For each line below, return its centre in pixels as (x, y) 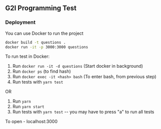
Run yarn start (28, 107)
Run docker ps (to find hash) (41, 71)
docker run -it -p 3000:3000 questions (47, 47)
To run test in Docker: (27, 56)
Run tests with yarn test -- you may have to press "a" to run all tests (83, 112)
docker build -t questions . (35, 42)
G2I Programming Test (41, 8)
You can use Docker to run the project (44, 33)
